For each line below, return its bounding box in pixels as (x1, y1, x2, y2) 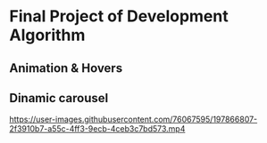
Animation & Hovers (9, 60, 123, 75)
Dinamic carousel (9, 91, 109, 106)
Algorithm (9, 25, 86, 45)
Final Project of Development (9, 6, 229, 27)
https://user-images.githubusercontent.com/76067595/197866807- (9, 114, 258, 125)
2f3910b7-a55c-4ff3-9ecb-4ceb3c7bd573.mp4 (9, 123, 186, 134)
